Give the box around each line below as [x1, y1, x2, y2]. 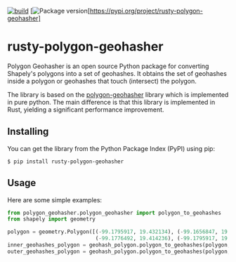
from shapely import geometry [7, 216, 96, 223]
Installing [7, 126, 49, 138]
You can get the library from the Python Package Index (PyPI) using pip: [7, 144, 216, 152]
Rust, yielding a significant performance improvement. [7, 105, 164, 114]
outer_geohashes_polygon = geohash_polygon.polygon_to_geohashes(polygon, [7, 248, 231, 255]
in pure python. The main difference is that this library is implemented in [7, 98, 216, 106]
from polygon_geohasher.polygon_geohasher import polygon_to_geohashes [7, 209, 221, 216]
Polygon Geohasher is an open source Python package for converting [7, 62, 209, 70]
